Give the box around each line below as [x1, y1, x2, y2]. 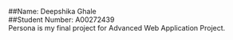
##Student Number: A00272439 [8, 15, 115, 24]
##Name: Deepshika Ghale [8, 7, 97, 16]
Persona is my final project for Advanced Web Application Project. [8, 24, 226, 32]
